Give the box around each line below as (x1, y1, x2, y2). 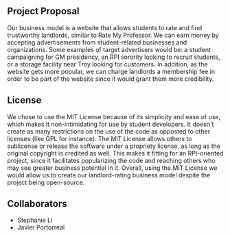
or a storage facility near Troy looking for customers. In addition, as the (7, 60, 208, 68)
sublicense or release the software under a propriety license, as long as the (7, 142, 221, 150)
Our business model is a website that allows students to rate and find (7, 23, 203, 32)
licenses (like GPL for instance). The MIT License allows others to (7, 134, 192, 142)
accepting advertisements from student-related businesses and (7, 38, 187, 47)
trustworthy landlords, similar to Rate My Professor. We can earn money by (7, 31, 220, 39)
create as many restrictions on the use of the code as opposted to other (7, 127, 211, 136)
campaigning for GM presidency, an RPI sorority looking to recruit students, (7, 53, 221, 61)
